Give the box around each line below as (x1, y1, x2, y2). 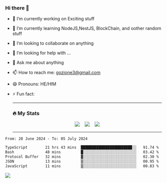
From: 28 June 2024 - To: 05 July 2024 (5, 136, 88, 141)
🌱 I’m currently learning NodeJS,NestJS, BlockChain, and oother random (12, 25, 162, 31)
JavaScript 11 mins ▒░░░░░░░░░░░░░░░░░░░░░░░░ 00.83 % (5, 164, 159, 169)
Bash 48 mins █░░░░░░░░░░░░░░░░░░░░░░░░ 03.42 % (5, 150, 159, 155)
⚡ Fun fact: (12, 91, 35, 97)
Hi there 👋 (5, 4, 30, 11)
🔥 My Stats (12, 110, 40, 117)
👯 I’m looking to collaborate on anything (12, 40, 94, 46)
